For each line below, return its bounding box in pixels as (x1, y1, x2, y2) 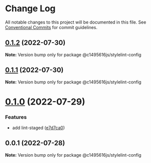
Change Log (5, 3, 56, 14)
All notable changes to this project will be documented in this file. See (5, 19, 147, 25)
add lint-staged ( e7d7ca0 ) (12, 125, 65, 131)
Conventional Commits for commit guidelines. (5, 24, 97, 30)
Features (5, 113, 27, 120)
